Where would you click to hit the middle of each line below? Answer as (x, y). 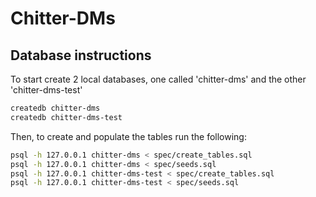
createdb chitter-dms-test (66, 117)
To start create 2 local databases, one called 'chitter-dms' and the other (158, 79)
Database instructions (81, 55)
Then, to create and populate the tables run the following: (128, 136)
